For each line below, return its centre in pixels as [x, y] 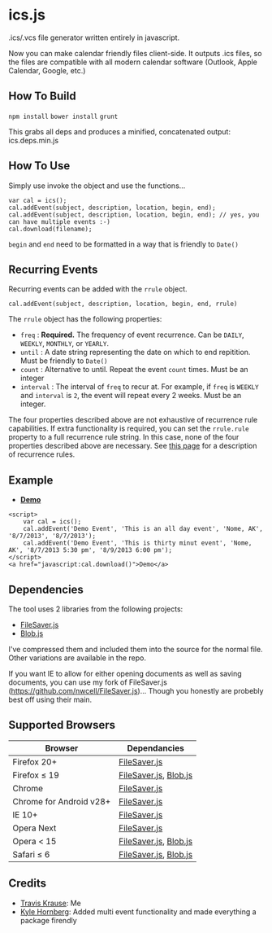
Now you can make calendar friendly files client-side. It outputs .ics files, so [135, 53]
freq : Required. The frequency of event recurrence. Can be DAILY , [132, 335]
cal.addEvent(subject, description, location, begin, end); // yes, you [134, 215]
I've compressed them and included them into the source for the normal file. [136, 649]
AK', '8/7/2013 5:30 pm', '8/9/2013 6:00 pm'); [91, 550]
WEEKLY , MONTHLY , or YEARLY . [65, 344]
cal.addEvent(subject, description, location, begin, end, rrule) [123, 304]
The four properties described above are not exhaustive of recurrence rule [133, 420]
